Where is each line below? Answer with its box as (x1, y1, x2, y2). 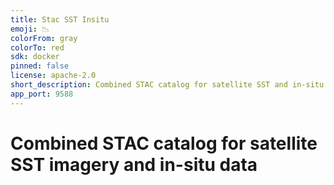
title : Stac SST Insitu (10, 14, 110, 25)
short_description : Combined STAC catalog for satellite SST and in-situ (10, 80, 325, 90)
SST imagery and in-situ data (10, 153, 258, 176)
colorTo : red (10, 42, 65, 53)
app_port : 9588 (10, 89, 74, 99)
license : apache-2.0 (10, 71, 97, 81)
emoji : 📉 (10, 24, 50, 34)
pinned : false (10, 61, 70, 71)
